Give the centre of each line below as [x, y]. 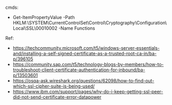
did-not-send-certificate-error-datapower [57, 97]
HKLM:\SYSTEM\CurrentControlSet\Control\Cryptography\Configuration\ [90, 23]
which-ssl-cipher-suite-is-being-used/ [54, 86]
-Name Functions [77, 28]
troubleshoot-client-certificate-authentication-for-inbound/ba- [79, 70]
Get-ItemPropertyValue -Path [44, 17]
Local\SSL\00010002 [35, 28]
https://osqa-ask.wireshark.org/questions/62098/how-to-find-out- [83, 81]
